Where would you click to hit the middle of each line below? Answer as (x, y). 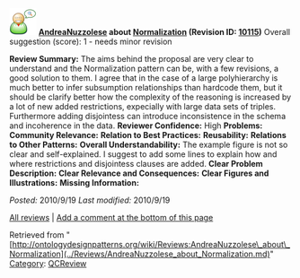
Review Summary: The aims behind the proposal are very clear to (132, 59)
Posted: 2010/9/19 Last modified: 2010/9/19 (90, 200)
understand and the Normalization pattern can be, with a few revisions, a (144, 68)
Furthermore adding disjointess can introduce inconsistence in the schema (147, 116)
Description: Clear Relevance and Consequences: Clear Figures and (139, 173)
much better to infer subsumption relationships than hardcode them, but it (146, 87)
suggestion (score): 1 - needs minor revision (91, 41)
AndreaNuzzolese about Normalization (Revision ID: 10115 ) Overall (164, 32)
